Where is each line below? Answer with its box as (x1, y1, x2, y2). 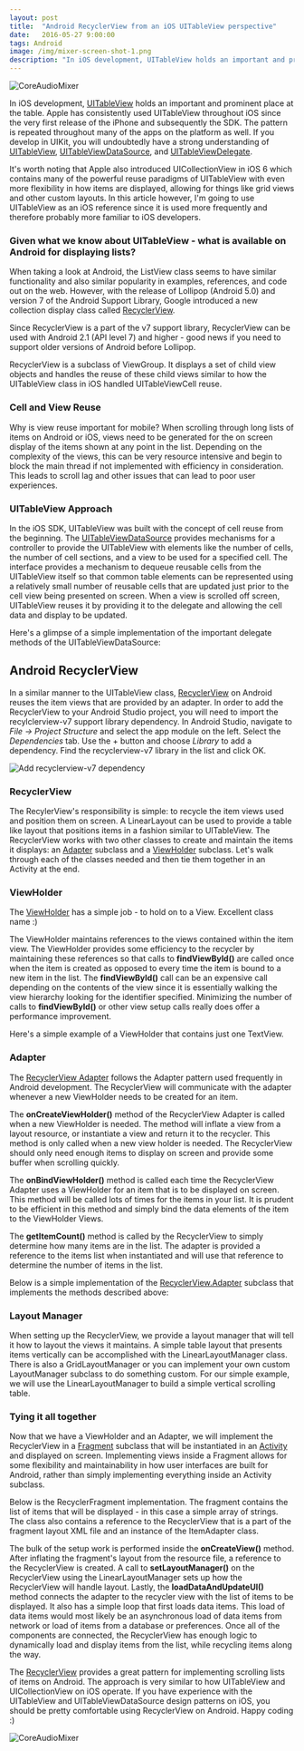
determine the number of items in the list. (9, 1260, 164, 1270)
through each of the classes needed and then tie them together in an (9, 854, 266, 864)
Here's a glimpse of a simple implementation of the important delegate (9, 627, 272, 637)
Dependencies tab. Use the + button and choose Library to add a (9, 735, 252, 746)
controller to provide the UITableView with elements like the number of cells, (9, 541, 294, 553)
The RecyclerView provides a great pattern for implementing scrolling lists (9, 1667, 285, 1678)
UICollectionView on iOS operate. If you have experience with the (9, 1686, 253, 1697)
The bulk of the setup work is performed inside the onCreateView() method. (9, 1543, 295, 1554)
